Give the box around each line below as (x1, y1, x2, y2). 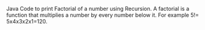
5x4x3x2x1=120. (6, 18, 48, 25)
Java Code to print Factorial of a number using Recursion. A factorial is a (6, 5, 190, 12)
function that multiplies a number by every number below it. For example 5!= (6, 11, 199, 19)
